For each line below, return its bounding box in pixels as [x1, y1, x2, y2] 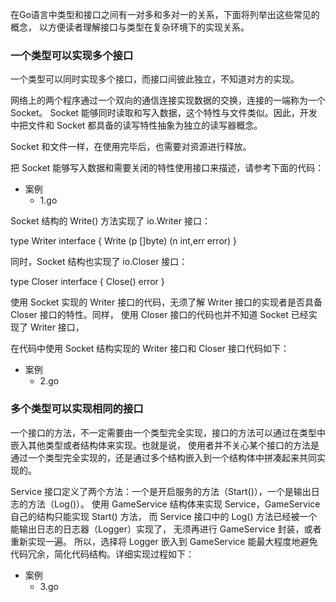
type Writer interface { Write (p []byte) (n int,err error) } [10, 235, 238, 247]
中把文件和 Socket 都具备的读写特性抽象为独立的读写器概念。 [10, 119, 263, 132]
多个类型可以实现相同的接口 [10, 402, 144, 416]
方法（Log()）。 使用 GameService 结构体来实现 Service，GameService [27, 498, 321, 510]
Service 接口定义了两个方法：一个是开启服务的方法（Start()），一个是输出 [10, 485, 312, 497]
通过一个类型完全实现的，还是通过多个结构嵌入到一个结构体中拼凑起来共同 [10, 451, 317, 463]
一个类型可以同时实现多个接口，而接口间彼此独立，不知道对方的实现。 [10, 73, 300, 85]
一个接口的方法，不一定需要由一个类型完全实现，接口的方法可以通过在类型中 [10, 426, 326, 438]
